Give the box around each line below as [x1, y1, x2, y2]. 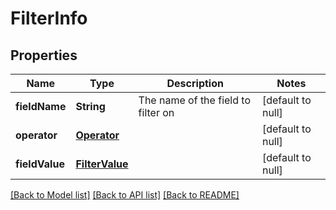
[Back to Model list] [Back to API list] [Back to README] [10, 189, 240, 201]
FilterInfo [10, 7, 88, 30]
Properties [10, 47, 78, 64]
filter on [138, 106, 175, 119]
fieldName [15, 100, 67, 113]
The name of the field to [138, 93, 251, 107]
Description [166, 77, 224, 90]
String [75, 100, 106, 113]
